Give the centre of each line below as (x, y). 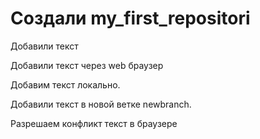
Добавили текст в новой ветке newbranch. (101, 104)
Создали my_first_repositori (130, 18)
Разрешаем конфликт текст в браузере (94, 123)
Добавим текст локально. (65, 84)
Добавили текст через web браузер (87, 65)
